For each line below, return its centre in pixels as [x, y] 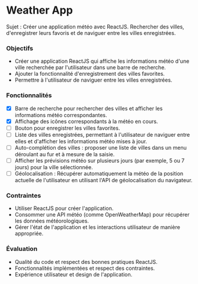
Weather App [39, 10]
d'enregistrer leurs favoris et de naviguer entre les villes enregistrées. [91, 33]
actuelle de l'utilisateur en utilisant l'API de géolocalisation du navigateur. [103, 180]
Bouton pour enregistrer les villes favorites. [67, 128]
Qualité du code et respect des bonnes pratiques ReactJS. [86, 262]
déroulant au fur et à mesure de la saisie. [65, 154]
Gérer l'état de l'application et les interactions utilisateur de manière [98, 227]
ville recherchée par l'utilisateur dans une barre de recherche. [90, 67]
